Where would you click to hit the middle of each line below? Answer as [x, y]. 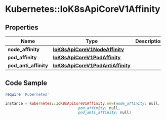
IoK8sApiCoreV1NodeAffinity [88, 49]
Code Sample [26, 83]
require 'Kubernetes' [27, 94]
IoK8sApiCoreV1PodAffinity [87, 58]
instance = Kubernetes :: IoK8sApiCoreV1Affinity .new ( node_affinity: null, [83, 103]
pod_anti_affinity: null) [105, 113]
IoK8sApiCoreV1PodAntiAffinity [92, 65]
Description [149, 41]
